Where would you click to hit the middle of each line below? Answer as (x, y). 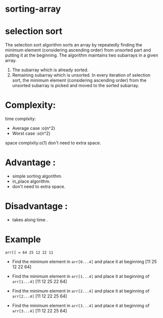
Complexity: (31, 105)
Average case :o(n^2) (33, 128)
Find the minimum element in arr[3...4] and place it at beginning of (81, 305)
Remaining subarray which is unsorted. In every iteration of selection (81, 75)
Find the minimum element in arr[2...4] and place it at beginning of (81, 291)
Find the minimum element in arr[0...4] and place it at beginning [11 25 (84, 261)
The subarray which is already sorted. (50, 70)
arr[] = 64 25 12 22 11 (29, 253)
